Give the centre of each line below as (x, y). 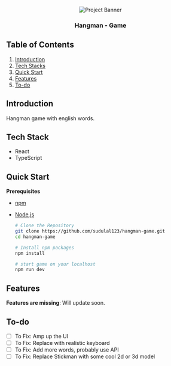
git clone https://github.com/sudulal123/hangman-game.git (90, 231)
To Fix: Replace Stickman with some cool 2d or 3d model (85, 356)
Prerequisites (23, 191)
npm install (30, 253)
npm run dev (30, 270)
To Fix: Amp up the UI (42, 336)
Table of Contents (40, 45)
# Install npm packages (45, 248)
